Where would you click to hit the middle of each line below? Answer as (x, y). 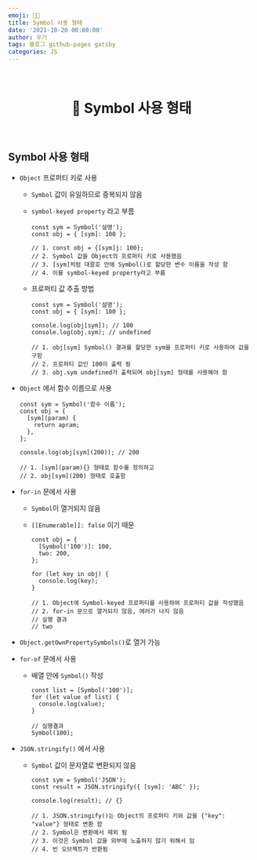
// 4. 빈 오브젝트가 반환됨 (69, 849)
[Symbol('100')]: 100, (75, 546)
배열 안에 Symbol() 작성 (67, 675)
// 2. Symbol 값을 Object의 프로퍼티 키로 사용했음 (107, 256)
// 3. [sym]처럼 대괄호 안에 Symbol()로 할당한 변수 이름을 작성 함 (130, 264)
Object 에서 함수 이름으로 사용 (65, 388)
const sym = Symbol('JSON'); (79, 780)
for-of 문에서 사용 (48, 658)
